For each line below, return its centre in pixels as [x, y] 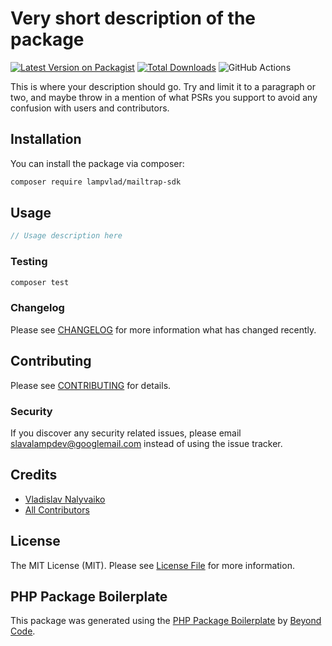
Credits [34, 475]
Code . [23, 631]
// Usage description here [66, 236]
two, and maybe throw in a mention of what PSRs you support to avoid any [164, 97]
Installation [46, 139]
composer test [40, 282]
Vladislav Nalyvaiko [65, 499]
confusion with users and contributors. [90, 108]
